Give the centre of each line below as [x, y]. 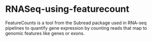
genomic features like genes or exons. [45, 33]
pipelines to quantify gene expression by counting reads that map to [76, 28]
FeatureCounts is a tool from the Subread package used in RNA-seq [76, 23]
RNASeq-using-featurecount [67, 9]
